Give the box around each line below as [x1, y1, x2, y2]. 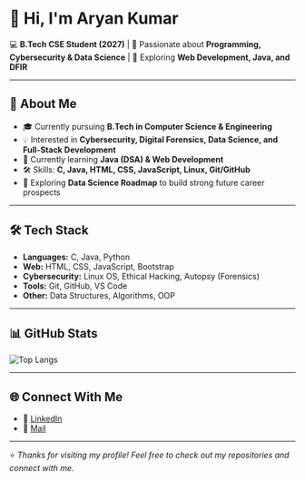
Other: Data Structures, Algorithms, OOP [22, 290, 175, 300]
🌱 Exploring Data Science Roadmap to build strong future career [22, 177, 265, 188]
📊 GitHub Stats [9, 326, 98, 341]
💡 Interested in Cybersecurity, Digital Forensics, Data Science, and [22, 133, 279, 144]
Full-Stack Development [22, 144, 116, 155]
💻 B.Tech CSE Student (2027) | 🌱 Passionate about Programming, [9, 38, 261, 49]
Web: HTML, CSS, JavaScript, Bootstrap [22, 260, 174, 271]
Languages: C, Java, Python [22, 251, 130, 262]
